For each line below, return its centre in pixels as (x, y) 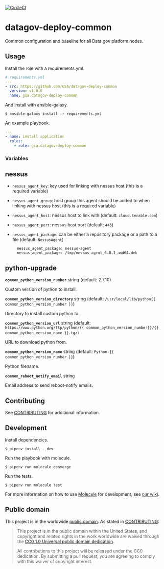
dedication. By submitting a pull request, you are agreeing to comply (86, 556)
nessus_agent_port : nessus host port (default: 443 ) (63, 225)
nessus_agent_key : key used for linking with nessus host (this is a (77, 186)
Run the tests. (19, 476)
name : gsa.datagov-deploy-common (44, 96)
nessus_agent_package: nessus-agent (54, 249)
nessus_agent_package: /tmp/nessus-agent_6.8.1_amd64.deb (77, 253)
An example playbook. (28, 123)
